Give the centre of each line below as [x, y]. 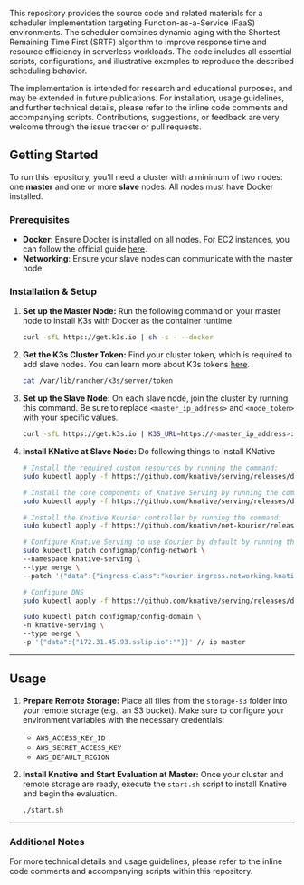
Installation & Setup [53, 291]
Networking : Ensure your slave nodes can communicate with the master [158, 259]
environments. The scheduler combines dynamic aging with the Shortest [145, 32]
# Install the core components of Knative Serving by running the [150, 492]
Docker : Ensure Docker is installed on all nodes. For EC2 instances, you [156, 240]
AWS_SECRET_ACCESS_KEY [79, 747]
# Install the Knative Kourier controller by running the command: [152, 518]
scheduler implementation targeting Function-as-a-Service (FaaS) [133, 23]
